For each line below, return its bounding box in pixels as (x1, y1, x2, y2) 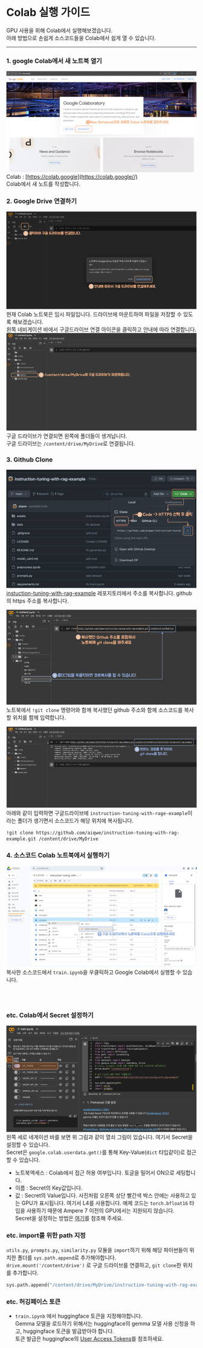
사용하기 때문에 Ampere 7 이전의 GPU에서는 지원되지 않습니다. (26, 1207, 175, 1215)
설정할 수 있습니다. (6, 1141, 50, 1148)
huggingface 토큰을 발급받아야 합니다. (23, 1327, 115, 1335)
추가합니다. (12, 1269, 39, 1276)
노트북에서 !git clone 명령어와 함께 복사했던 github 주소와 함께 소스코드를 (6, 706, 183, 713)
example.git (6, 836, 36, 842)
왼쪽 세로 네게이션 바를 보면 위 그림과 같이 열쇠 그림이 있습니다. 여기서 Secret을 (6, 1133, 193, 1141)
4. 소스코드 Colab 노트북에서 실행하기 (6, 851, 110, 859)
